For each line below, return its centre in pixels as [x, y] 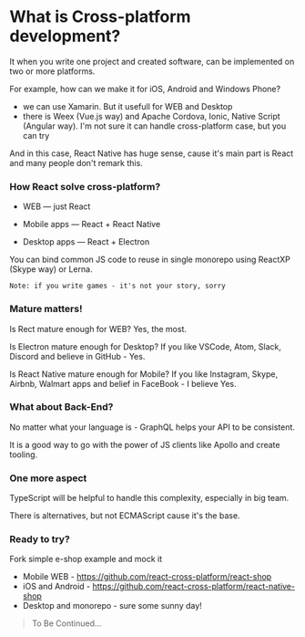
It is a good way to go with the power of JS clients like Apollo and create [145, 444]
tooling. [24, 454]
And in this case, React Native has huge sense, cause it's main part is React [152, 153]
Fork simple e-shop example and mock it [86, 559]
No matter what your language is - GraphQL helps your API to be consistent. [152, 427]
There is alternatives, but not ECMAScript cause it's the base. [125, 516]
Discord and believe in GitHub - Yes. [77, 356]
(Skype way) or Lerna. [51, 269]
